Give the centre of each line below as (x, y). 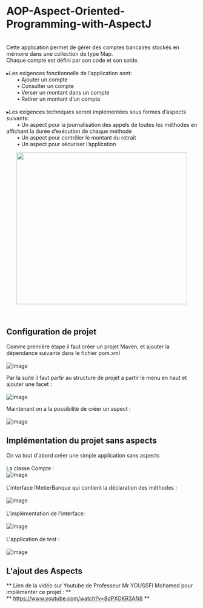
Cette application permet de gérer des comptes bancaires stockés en (93, 47)
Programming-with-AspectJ (79, 24)
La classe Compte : (30, 468)
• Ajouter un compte (42, 79)
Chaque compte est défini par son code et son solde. (73, 60)
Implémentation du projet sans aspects (82, 441)
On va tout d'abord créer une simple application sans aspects (83, 455)
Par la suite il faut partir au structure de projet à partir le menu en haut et (97, 377)
